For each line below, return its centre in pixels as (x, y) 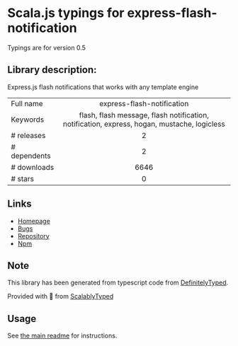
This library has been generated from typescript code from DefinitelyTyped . (118, 283)
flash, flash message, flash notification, (144, 115)
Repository (33, 236)
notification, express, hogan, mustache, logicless (144, 124)
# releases (28, 135)
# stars (22, 178)
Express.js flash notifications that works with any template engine (103, 87)
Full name (27, 103)
